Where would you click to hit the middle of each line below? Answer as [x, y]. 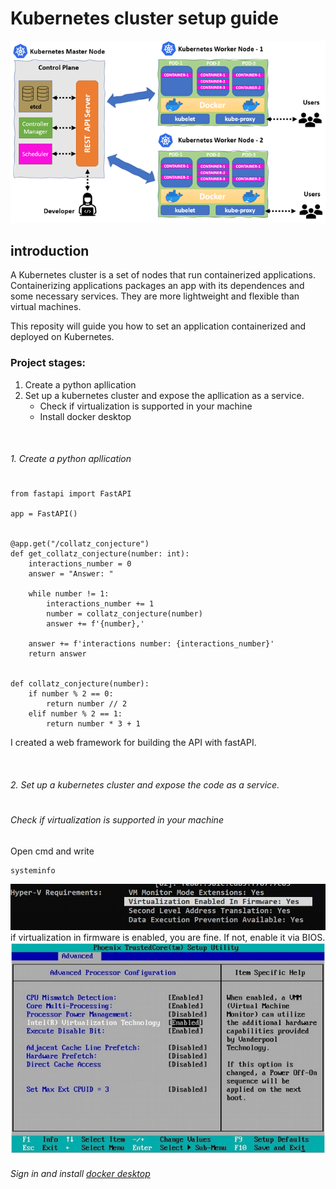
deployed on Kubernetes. [62, 337]
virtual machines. [46, 307]
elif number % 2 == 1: [75, 714]
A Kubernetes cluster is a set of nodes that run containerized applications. [163, 275]
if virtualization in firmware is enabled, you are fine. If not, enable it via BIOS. [168, 938]
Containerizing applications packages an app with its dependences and [157, 286]
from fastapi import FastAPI [71, 494]
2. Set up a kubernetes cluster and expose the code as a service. [145, 785]
